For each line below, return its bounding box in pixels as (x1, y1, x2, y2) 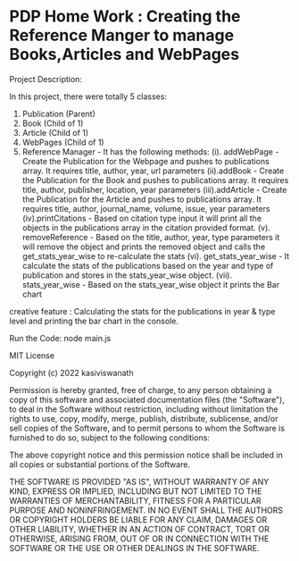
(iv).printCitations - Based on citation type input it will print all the (21, 213, 262, 223)
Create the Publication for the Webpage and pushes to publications (21, 155, 270, 166)
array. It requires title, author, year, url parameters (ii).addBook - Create (21, 165, 285, 176)
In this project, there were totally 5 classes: (9, 91, 168, 102)
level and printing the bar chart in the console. (9, 315, 179, 326)
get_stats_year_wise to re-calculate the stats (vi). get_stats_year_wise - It (21, 250, 290, 261)
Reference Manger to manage (9, 25, 235, 46)
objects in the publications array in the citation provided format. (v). (21, 222, 270, 233)
